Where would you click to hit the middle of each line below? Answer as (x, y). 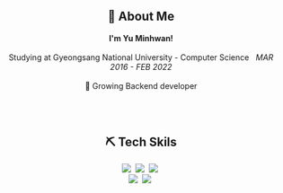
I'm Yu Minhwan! (141, 38)
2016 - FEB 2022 (141, 66)
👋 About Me (141, 17)
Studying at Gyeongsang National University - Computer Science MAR (141, 57)
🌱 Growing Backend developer (141, 85)
